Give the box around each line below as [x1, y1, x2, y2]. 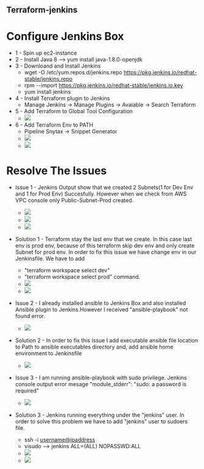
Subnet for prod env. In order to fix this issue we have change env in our [15, 249, 197, 256]
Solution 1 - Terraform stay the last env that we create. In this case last [15, 236, 192, 243]
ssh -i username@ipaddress [24, 436, 96, 443]
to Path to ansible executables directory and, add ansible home [15, 344, 174, 351]
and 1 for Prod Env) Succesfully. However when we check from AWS [15, 190, 187, 197]
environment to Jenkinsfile [15, 350, 82, 357]
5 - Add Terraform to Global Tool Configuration [15, 108, 133, 115]
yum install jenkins [24, 88, 71, 96]
